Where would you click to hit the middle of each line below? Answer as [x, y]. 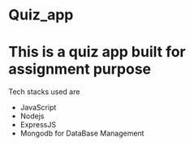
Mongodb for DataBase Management [82, 133]
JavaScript [38, 108]
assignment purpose [80, 69]
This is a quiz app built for [97, 52]
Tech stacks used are [44, 92]
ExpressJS [38, 125]
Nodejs [32, 116]
